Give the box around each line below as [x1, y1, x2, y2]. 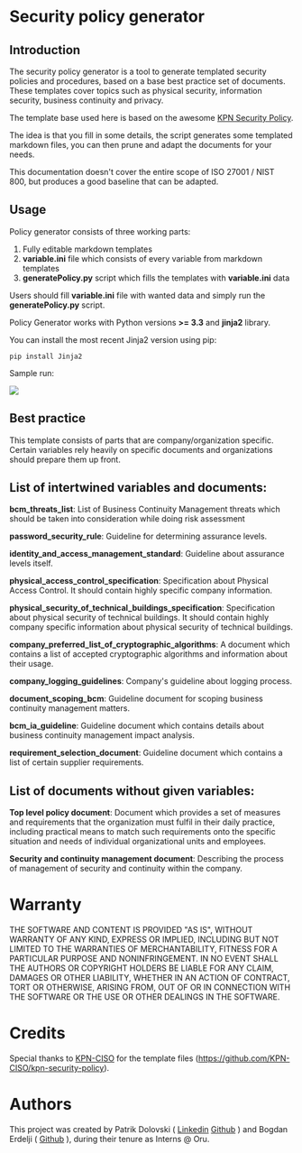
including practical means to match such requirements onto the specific [9, 826, 277, 837]
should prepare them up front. [9, 454, 122, 465]
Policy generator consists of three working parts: [9, 226, 191, 236]
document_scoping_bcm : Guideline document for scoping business [9, 693, 263, 705]
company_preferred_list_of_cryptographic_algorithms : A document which [9, 639, 290, 650]
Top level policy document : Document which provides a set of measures [9, 807, 281, 818]
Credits [9, 1023, 66, 1044]
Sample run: [9, 367, 55, 378]
